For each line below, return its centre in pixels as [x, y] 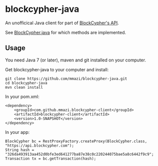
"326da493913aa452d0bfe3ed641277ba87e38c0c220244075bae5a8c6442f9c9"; [79, 154]
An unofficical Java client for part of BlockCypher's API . [62, 23]
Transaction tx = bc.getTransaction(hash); [51, 159]
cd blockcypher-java [26, 83]
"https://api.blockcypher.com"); [40, 145]
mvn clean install [24, 87]
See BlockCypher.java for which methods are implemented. [66, 32]
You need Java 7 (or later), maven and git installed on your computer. [76, 60]
